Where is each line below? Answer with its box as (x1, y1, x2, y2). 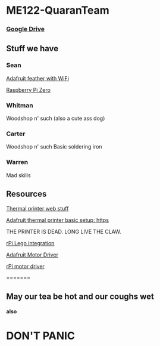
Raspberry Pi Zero (6, 86, 51, 93)
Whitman (6, 101, 34, 109)
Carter (6, 129, 26, 138)
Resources (6, 189, 47, 199)
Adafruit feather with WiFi (6, 75, 70, 82)
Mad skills (6, 171, 31, 179)
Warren (6, 158, 29, 166)
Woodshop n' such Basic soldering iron (6, 143, 102, 150)
